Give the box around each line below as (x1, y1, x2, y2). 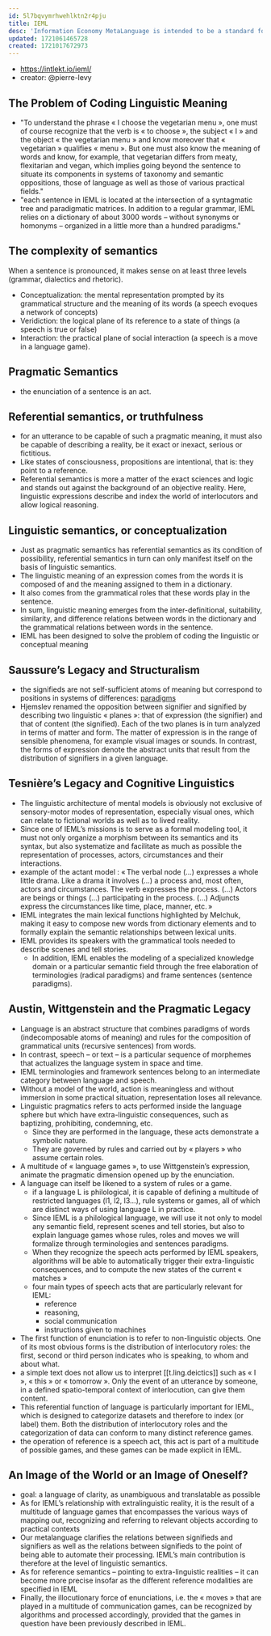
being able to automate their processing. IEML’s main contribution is (19, 1550, 246, 1560)
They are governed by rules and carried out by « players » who (31, 1144, 242, 1154)
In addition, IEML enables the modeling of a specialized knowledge (31, 952, 255, 963)
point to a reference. (19, 466, 89, 476)
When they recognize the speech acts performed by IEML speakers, (31, 1247, 260, 1257)
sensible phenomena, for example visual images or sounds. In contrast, (19, 736, 257, 745)
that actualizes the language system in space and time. (19, 1057, 203, 1068)
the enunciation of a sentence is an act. (19, 386, 152, 396)
